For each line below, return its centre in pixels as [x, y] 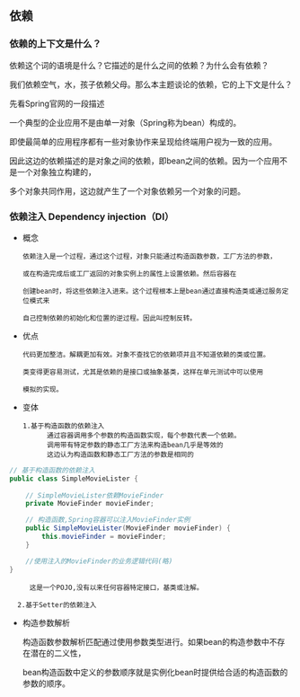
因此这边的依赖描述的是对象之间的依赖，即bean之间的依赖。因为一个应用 [145, 161]
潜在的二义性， [58, 653]
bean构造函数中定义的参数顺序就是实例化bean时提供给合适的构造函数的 [155, 672]
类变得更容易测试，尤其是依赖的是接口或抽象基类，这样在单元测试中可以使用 [142, 372]
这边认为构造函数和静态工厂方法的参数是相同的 [120, 454]
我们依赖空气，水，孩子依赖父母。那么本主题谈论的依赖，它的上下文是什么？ [151, 84]
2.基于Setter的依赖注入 [57, 604]
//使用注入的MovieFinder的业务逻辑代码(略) [99, 561]
